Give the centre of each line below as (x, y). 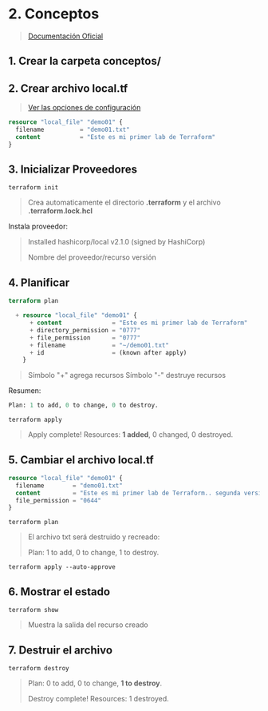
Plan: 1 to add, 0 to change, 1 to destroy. (93, 553)
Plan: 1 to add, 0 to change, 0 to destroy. (83, 405)
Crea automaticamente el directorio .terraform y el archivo (124, 203)
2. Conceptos (54, 14)
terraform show (33, 610)
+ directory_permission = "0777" (85, 330)
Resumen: (25, 391)
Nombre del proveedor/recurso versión (92, 257)
